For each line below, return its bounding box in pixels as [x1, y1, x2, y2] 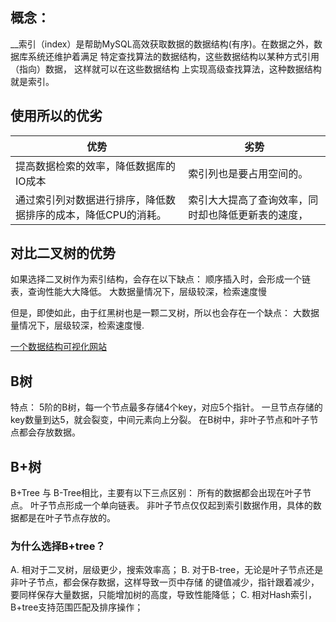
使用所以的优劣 [10, 108, 103, 125]
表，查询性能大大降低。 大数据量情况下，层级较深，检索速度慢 [10, 286, 267, 298]
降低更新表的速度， [218, 208, 309, 222]
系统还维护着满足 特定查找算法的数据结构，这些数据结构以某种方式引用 [27, 50, 320, 62]
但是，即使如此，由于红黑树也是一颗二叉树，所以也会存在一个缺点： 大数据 [10, 307, 320, 319]
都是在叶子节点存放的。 [18, 512, 116, 524]
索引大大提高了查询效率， [188, 193, 309, 207]
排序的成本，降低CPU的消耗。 [25, 208, 167, 222]
